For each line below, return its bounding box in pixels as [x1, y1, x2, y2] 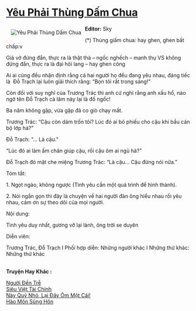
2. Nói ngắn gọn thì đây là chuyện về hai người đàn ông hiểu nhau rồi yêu [6, 192, 183, 199]
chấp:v [6, 43, 23, 50]
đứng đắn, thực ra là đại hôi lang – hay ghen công [6, 60, 126, 67]
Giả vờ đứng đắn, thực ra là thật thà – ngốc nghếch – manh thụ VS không [6, 54, 181, 61]
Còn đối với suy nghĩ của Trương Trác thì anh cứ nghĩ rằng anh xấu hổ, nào [6, 89, 186, 96]
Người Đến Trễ [6, 279, 42, 286]
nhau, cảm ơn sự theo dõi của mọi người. [6, 199, 104, 206]
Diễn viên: [6, 233, 30, 240]
